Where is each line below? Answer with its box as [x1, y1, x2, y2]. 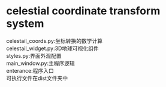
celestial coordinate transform [6, 4, 161, 18]
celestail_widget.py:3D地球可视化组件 [6, 45, 99, 52]
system [6, 17, 44, 30]
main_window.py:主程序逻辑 [6, 60, 75, 67]
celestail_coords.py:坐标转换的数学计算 [6, 37, 103, 44]
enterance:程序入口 [6, 67, 54, 74]
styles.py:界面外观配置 [6, 52, 62, 59]
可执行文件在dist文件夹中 [6, 74, 68, 82]
